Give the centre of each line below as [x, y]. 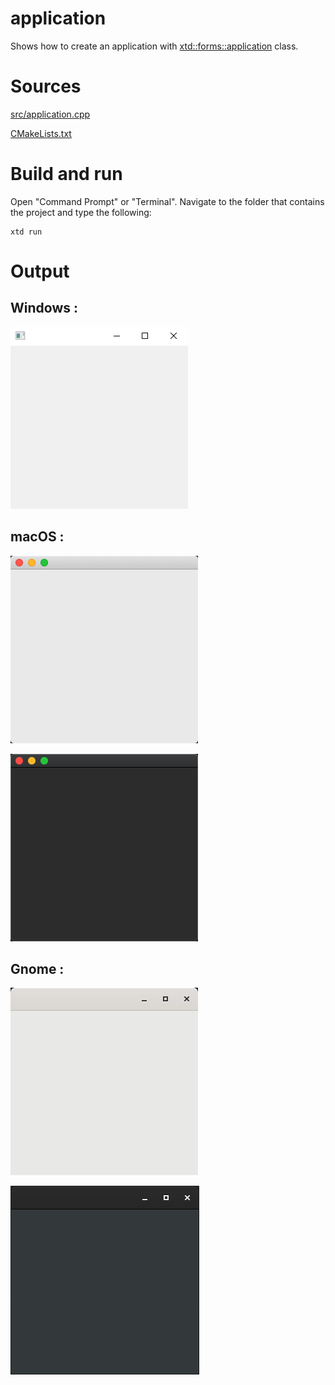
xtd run [26, 232]
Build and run [66, 174]
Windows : [44, 308]
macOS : [37, 537]
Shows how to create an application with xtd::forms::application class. [154, 46]
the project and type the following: [81, 212]
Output [40, 271]
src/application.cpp [50, 114]
